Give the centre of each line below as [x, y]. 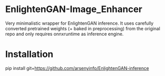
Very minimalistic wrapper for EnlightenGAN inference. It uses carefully [79, 23]
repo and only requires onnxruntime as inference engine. [65, 34]
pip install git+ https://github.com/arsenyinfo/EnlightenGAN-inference [77, 68]
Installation [29, 54]
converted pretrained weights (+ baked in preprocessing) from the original [83, 28]
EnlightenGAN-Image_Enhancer [74, 9]
